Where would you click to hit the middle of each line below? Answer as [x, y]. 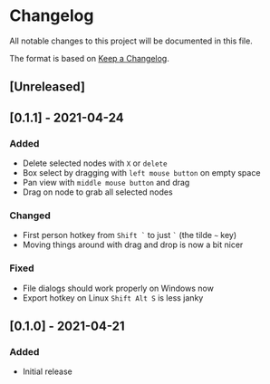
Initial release [47, 371]
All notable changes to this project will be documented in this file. [131, 41]
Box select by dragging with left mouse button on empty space [141, 173]
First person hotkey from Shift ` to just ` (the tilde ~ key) [130, 235]
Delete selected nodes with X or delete [95, 163]
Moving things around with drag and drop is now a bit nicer [133, 245]
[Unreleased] [48, 87]
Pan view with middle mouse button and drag [106, 183]
